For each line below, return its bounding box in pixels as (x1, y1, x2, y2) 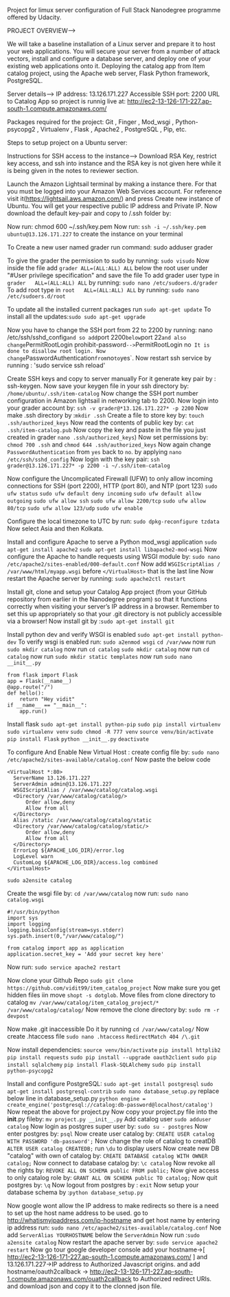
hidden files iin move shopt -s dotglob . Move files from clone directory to (7, 991, 216, 999)
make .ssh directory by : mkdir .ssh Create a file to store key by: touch (7, 411, 205, 419)
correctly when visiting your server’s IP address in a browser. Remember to (7, 602, 220, 611)
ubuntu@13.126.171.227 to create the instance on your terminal (7, 230, 183, 238)
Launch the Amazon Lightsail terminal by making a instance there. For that (7, 180, 217, 188)
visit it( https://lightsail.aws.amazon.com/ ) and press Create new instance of (7, 194, 221, 203)
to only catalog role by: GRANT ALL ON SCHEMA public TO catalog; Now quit (7, 1174, 218, 1181)
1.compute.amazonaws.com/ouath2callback (7, 1275, 132, 1283)
